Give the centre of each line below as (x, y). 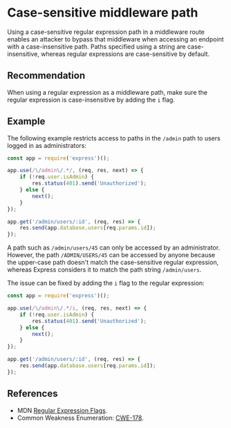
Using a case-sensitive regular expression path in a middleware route (106, 32)
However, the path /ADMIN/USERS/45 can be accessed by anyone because (111, 255)
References (33, 394)
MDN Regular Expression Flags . (62, 410)
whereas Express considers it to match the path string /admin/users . (104, 270)
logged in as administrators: (47, 145)
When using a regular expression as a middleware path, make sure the (108, 92)
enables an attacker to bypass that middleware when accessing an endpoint (115, 39)
